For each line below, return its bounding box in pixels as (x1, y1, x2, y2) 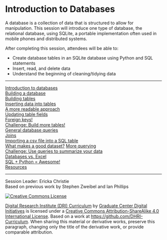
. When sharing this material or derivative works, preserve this (28, 218, 155, 224)
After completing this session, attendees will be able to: (5, 45, 119, 51)
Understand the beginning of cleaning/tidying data (12, 70, 116, 76)
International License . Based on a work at (5, 213, 90, 219)
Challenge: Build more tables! (5, 121, 66, 127)
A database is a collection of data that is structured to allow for (5, 20, 134, 26)
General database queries (5, 127, 58, 133)
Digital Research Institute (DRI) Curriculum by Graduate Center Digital (5, 202, 148, 209)
